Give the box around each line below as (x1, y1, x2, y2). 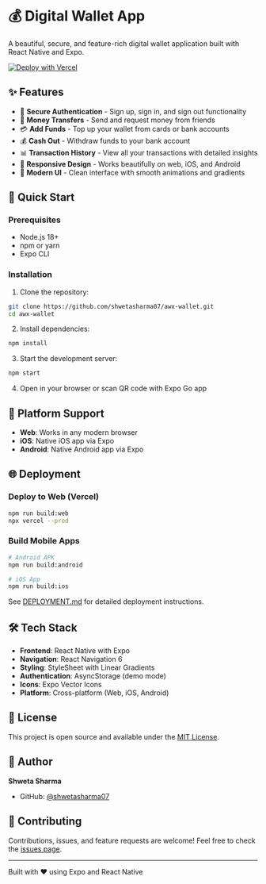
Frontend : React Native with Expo (19, 646, 131, 655)
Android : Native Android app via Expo (19, 444, 144, 454)
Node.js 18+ (19, 233, 59, 242)
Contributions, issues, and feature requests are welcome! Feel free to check (8, 836, 256, 845)
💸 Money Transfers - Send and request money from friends (19, 115, 215, 125)
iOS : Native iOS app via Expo (19, 436, 115, 446)
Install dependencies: (19, 324, 90, 334)
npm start (8, 369, 41, 378)
